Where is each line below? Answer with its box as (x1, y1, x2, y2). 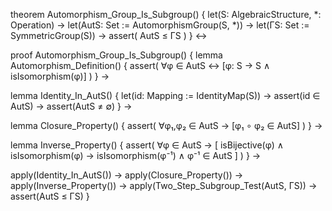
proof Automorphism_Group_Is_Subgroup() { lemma (10, 49, 223, 61)
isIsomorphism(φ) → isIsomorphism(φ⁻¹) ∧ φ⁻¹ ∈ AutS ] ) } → (10, 150, 262, 161)
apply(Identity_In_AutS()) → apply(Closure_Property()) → (10, 169, 244, 181)
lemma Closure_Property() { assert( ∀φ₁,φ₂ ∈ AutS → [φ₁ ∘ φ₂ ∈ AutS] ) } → (10, 120, 323, 131)
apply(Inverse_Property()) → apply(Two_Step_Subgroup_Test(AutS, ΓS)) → (10, 180, 318, 191)
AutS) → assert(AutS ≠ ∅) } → (10, 100, 133, 112)
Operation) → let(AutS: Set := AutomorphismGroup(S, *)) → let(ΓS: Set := (10, 19, 310, 31)
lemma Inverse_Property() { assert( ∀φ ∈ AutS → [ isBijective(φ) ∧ (10, 139, 285, 151)
